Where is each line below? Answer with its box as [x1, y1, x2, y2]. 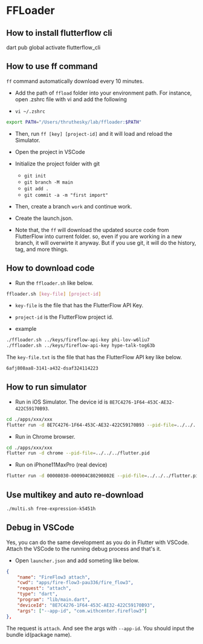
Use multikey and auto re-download [6, 490, 144, 500]
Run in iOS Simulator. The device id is [14, 398, 109, 405]
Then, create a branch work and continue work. [14, 202, 132, 210]
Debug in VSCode [6, 522, 74, 533]
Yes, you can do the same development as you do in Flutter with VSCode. [6, 539, 189, 546]
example [14, 325, 37, 333]
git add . [24, 185, 50, 191]
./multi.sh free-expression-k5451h [6, 506, 96, 512]
